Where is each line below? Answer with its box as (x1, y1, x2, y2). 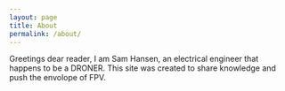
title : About (9, 21, 58, 30)
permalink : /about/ (9, 29, 82, 38)
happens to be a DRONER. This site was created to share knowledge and (9, 63, 276, 73)
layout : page (9, 12, 58, 22)
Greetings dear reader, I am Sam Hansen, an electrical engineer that (9, 54, 259, 64)
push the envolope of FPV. (9, 72, 107, 83)
